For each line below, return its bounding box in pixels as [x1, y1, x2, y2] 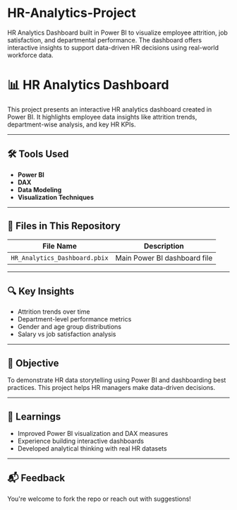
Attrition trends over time [17, 307, 90, 316]
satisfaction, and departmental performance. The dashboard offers [7, 35, 202, 44]
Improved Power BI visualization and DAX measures [17, 429, 169, 437]
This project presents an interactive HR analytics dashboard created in [7, 105, 212, 114]
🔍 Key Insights [7, 285, 75, 297]
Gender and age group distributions [17, 323, 122, 331]
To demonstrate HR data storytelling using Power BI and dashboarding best [7, 376, 226, 384]
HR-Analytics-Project [7, 5, 136, 21]
